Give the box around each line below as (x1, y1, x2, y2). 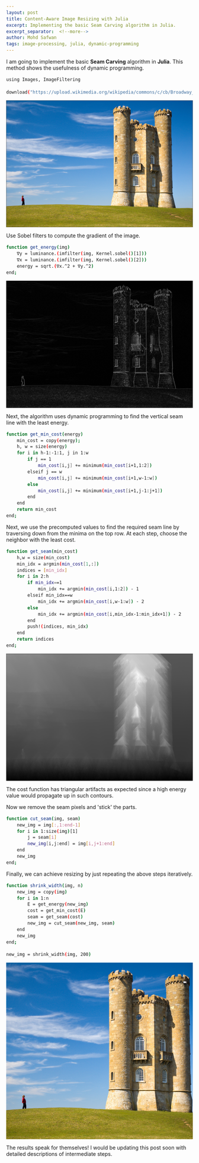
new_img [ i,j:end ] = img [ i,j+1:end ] (27, 841, 115, 847)
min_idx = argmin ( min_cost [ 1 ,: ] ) (17, 561, 99, 567)
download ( (6, 89, 31, 95)
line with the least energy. (6, 419, 69, 426)
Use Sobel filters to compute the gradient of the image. (6, 232, 140, 239)
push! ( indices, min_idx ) (27, 623, 89, 630)
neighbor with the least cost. (6, 536, 76, 543)
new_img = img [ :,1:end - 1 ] (17, 822, 81, 828)
